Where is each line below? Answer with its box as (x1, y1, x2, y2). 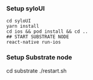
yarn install (6, 23, 40, 30)
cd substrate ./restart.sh (6, 67, 67, 74)
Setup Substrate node (6, 53, 72, 62)
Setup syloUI (6, 4, 45, 13)
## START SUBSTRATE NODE (6, 34, 69, 40)
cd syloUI (6, 18, 32, 24)
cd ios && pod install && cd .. (6, 28, 88, 35)
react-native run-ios (6, 39, 61, 45)
